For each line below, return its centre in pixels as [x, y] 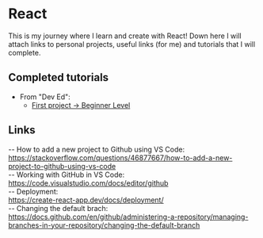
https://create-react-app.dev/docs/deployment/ [86, 200]
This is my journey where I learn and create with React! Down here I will [125, 36]
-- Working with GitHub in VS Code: [67, 175]
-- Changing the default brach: [58, 208]
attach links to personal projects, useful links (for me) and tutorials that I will [132, 44]
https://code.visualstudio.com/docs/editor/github [88, 182]
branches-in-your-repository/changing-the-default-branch [104, 225]
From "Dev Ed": [45, 97]
